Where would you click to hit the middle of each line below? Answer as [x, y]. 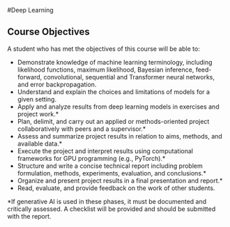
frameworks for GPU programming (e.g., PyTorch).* [91, 158]
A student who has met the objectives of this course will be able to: [103, 49]
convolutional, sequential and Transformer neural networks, [129, 77]
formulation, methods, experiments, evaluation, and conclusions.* [112, 173]
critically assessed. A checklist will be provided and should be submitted [112, 209]
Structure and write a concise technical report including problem [110, 166]
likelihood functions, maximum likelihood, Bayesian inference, [106, 70]
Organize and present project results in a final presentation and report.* [120, 180]
